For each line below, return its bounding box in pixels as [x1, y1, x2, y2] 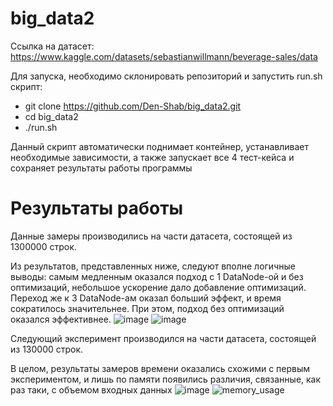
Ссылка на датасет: [10, 40, 95, 52]
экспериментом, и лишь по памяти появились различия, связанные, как [10, 373, 322, 385]
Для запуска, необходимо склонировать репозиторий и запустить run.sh [10, 70, 323, 82]
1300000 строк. [10, 240, 77, 252]
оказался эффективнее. [10, 313, 112, 325]
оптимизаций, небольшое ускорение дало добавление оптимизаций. [10, 281, 307, 293]
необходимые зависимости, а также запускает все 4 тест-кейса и [10, 151, 295, 163]
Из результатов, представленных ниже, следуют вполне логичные [10, 260, 296, 272]
